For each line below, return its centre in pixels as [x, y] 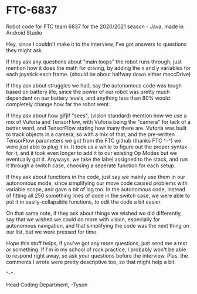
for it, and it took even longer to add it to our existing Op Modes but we [91, 153]
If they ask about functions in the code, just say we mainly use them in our [96, 177]
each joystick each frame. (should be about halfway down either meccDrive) [98, 74]
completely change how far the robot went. [58, 104]
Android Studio [24, 32]
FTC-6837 [32, 10]
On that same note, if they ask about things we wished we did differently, [94, 213]
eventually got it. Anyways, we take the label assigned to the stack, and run [97, 159]
